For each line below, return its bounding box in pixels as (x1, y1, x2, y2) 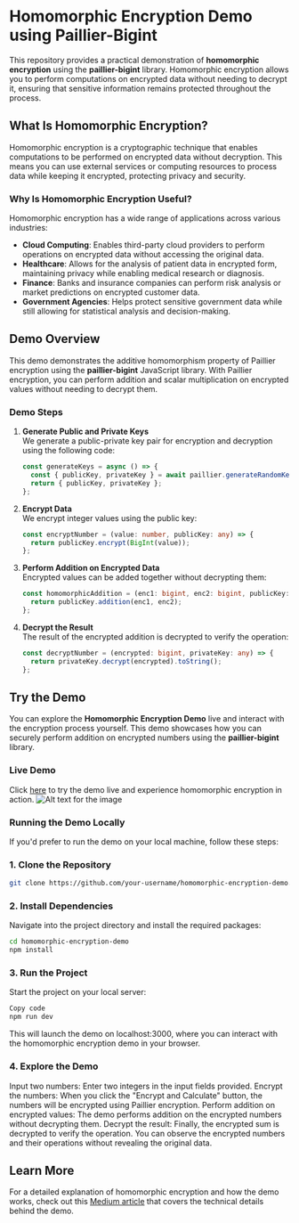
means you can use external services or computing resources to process (9, 160, 278, 171)
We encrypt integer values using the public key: (21, 512, 198, 523)
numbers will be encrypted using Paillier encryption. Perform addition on (9, 1099, 276, 1110)
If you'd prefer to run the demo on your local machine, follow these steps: (9, 836, 279, 847)
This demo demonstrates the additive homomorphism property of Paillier (9, 355, 276, 366)
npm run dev (9, 1013, 53, 1022)
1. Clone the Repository (9, 858, 111, 870)
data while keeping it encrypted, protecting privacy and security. (9, 170, 246, 181)
